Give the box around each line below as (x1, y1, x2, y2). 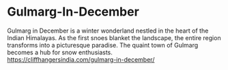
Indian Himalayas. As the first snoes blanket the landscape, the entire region (7, 33, 221, 41)
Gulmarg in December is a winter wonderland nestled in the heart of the (7, 27, 209, 35)
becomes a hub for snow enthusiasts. (7, 48, 113, 56)
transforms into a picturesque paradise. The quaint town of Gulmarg (7, 41, 199, 49)
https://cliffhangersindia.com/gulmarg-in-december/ (7, 55, 155, 63)
